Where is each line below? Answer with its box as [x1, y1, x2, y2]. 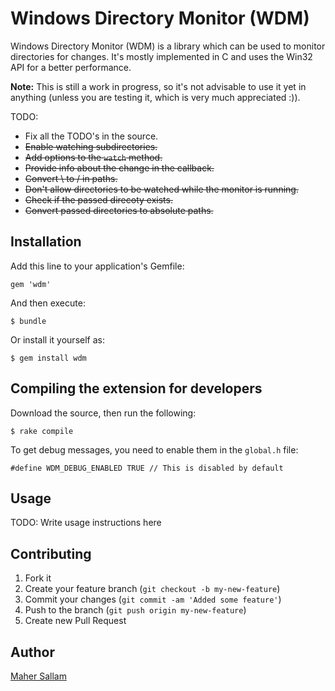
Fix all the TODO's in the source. [24, 130, 159, 142]
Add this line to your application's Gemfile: [10, 260, 185, 272]
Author [10, 643, 55, 661]
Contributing [10, 545, 92, 562]
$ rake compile [10, 426, 74, 436]
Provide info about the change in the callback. [24, 162, 215, 174]
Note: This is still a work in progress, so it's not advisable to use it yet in [10, 80, 307, 92]
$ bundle [10, 316, 47, 326]
